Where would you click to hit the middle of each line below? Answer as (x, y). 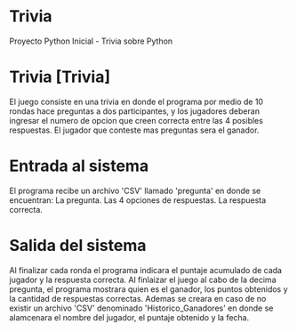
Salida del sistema (78, 246)
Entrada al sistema (79, 166)
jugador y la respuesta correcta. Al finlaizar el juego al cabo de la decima (143, 279)
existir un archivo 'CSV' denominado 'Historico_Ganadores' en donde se (141, 308)
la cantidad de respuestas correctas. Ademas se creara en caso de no (138, 298)
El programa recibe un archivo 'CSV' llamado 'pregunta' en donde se (135, 190)
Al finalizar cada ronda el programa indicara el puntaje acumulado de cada (146, 270)
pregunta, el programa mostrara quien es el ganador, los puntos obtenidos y (148, 289)
